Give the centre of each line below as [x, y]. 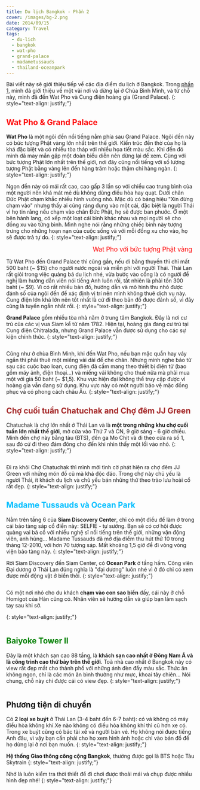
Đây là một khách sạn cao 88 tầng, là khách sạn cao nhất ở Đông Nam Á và [100, 655]
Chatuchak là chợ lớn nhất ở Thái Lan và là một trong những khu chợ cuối [97, 425]
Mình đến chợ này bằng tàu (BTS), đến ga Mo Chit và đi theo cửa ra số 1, [96, 438]
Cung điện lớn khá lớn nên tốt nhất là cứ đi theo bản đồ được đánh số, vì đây [100, 300]
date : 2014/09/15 [28, 23]
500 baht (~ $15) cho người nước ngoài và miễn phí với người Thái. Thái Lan [99, 268]
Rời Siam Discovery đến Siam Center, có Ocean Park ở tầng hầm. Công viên [100, 563]
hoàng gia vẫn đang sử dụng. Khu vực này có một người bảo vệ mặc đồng [97, 385]
